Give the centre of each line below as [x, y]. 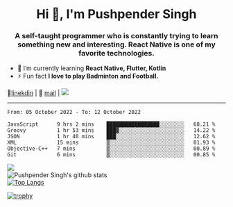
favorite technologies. [116, 53]
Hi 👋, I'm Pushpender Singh [116, 14]
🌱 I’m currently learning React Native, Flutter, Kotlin [92, 68]
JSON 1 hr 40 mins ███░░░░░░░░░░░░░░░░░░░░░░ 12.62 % [111, 137]
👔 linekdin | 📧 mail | [34, 93]
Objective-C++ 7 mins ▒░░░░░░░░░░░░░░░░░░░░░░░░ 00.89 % [111, 149]
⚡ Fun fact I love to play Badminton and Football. [88, 76]
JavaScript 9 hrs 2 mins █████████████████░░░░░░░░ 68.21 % [111, 124]
